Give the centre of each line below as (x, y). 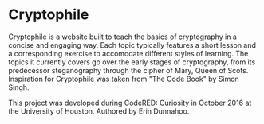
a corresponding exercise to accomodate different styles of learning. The (128, 53)
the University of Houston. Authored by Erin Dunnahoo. (99, 111)
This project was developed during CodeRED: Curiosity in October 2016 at (130, 103)
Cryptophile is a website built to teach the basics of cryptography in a (122, 37)
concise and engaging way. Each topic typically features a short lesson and (132, 45)
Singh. (19, 87)
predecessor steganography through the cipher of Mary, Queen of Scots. (128, 70)
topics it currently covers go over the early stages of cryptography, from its (132, 62)
